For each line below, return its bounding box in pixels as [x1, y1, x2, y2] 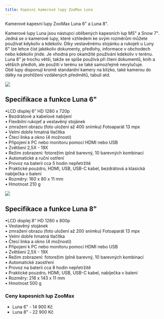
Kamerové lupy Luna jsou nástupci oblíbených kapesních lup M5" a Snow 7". [5, 30, 160, 36]
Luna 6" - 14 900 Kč [12, 304, 53, 310]
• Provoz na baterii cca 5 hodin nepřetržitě [5, 160, 91, 166]
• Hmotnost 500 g [5, 280, 42, 286]
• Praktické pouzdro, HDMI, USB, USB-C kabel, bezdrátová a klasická [5, 165, 145, 172]
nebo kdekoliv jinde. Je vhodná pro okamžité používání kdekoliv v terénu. [5, 51, 153, 57]
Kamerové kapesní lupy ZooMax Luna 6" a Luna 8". [5, 21, 109, 27]
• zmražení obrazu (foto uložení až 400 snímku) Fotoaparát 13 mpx [5, 124, 141, 130]
